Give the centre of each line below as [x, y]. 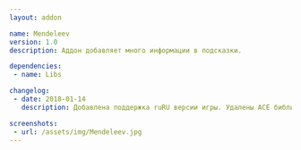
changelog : [30, 91]
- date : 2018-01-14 [50, 99]
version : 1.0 [34, 42]
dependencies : [36, 67]
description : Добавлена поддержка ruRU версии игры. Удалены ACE [146, 107]
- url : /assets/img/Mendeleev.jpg [77, 132]
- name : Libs [38, 75]
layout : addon [36, 17]
